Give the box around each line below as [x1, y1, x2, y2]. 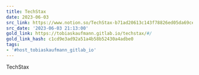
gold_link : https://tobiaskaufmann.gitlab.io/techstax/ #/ [6, 31, 152, 37]
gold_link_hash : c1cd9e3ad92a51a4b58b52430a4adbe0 [6, 36, 134, 42]
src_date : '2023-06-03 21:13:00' [6, 25, 89, 31]
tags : [6, 42, 20, 48]
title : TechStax [6, 8, 46, 15]
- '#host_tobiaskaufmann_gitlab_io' [6, 47, 97, 53]
